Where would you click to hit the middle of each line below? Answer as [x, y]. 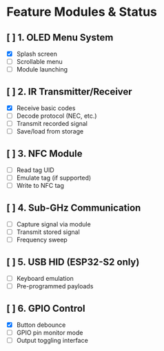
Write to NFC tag [40, 186]
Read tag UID [35, 170]
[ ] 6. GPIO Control [46, 308]
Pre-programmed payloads [55, 286]
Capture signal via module [53, 224]
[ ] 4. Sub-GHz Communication [74, 208]
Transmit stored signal [48, 232]
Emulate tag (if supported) [54, 178]
